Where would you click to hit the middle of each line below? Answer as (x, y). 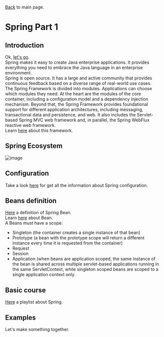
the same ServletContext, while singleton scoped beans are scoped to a (85, 269)
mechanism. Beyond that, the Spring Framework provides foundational (77, 104)
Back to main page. (25, 7)
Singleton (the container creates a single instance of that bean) (76, 233)
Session (20, 254)
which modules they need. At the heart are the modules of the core (73, 94)
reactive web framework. (31, 125)
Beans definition (31, 201)
